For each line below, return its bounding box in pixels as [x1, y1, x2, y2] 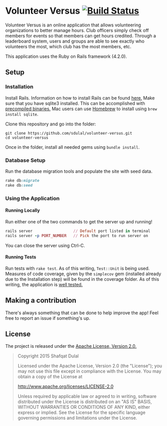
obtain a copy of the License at [17, 374, 82, 380]
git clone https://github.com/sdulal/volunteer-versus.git [5, 130, 133, 136]
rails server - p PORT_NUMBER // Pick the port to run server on [5, 233, 148, 238]
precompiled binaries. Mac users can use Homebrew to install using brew [5, 106, 157, 112]
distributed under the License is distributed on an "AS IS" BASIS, [17, 399, 152, 405]
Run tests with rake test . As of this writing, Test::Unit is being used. [5, 265, 150, 271]
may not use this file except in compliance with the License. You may [17, 368, 162, 374]
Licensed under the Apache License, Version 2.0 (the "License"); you [17, 363, 162, 369]
